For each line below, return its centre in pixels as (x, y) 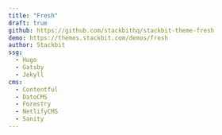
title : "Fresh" (33, 15)
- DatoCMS (31, 97)
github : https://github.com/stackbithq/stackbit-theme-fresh (111, 30)
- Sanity (30, 119)
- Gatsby (30, 67)
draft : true (28, 23)
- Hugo (26, 60)
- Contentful (37, 89)
